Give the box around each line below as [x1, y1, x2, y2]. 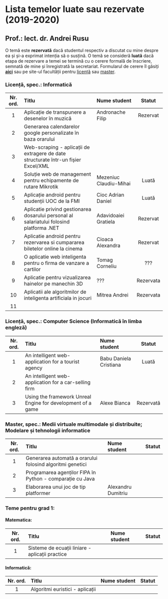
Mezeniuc [96, 174, 120, 181]
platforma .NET [24, 224, 59, 231]
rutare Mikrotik [24, 183, 58, 190]
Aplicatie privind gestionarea [24, 206, 91, 213]
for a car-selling [52, 379, 91, 386]
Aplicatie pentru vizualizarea [24, 274, 91, 281]
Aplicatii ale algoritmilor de [24, 288, 86, 295]
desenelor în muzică [24, 115, 71, 122]
